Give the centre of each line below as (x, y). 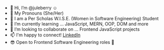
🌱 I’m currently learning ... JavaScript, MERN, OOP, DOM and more (79, 24)
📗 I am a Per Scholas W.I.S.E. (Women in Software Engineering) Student (84, 18)
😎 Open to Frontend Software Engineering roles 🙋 (62, 42)
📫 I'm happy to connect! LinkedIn (45, 35)
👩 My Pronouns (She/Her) (37, 13)
